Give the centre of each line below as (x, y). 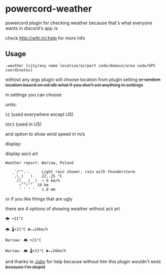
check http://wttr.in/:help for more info (45, 38)
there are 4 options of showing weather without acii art (63, 209)
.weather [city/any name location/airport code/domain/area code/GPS (80, 66)
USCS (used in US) (24, 124)
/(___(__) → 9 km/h (38, 180)
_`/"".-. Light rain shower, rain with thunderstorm (74, 172)
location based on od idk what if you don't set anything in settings (74, 85)
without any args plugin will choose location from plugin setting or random (83, 80)
